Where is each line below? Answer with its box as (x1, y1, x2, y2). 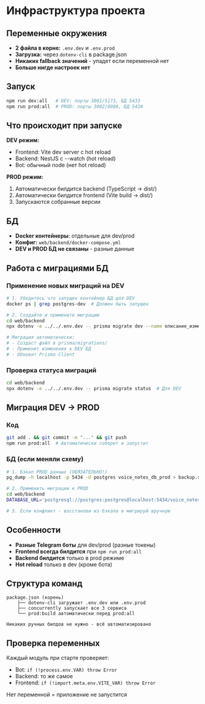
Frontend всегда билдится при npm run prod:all (15, 547, 142, 555)
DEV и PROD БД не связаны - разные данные (15, 245, 135, 253)
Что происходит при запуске (6, 120, 123, 130)
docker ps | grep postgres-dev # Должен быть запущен (6, 301, 149, 307)
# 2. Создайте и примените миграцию (6, 312, 99, 318)
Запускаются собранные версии (15, 198, 101, 206)
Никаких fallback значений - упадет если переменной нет (15, 58, 170, 64)
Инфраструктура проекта (6, 4, 145, 18)
